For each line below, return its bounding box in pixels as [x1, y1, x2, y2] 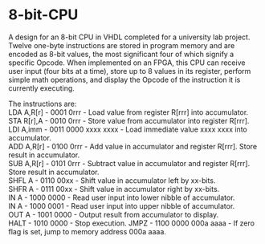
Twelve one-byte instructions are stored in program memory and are [8, 40, 235, 50]
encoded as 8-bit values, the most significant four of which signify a [8, 49, 234, 59]
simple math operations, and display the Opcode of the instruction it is [8, 75, 241, 84]
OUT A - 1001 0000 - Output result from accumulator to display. [8, 209, 219, 219]
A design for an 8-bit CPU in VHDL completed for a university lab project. [8, 32, 251, 42]
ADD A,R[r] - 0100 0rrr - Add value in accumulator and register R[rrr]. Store [8, 141, 258, 151]
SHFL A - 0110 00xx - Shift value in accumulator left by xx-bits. [8, 175, 216, 185]
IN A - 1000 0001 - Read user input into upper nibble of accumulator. [8, 201, 235, 210]
